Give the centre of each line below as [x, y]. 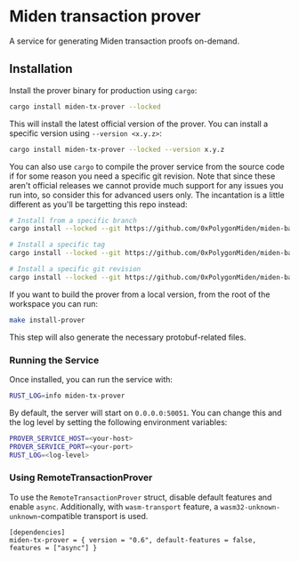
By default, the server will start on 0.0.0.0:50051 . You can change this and [145, 413]
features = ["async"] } [53, 548]
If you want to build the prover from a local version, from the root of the [140, 294]
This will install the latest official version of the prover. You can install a [139, 124]
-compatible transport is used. [93, 516]
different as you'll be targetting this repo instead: [99, 204]
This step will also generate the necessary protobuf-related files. [128, 337]
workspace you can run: [54, 303]
